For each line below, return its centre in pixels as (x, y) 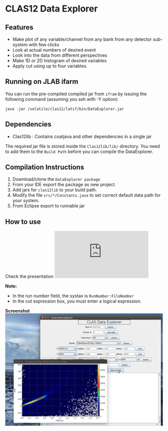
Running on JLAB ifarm (42, 82)
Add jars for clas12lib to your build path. (54, 190)
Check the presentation (29, 276)
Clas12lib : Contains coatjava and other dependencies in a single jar (82, 136)
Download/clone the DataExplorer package (56, 179)
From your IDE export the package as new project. (64, 185)
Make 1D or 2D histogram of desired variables (59, 60)
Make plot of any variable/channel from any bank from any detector (82, 39)
